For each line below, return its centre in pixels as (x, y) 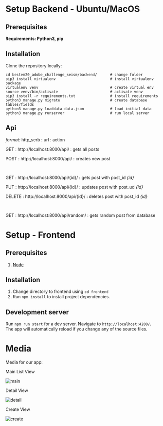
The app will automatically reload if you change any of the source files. (76, 329)
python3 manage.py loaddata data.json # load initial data (79, 109)
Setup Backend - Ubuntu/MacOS (73, 9)
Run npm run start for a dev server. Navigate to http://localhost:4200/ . (78, 324)
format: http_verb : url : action (35, 139)
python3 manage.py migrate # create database (76, 100)
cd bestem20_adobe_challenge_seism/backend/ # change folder (74, 75)
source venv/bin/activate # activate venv (74, 92)
